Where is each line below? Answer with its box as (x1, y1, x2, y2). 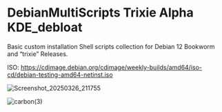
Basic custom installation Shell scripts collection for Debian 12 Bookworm (7, 42, 215, 50)
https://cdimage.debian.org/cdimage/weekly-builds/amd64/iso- (20, 63, 202, 71)
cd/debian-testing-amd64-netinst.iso (7, 71, 113, 79)
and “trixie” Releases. (7, 50, 68, 58)
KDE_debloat (7, 19, 83, 35)
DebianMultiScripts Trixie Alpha (7, 5, 194, 21)
